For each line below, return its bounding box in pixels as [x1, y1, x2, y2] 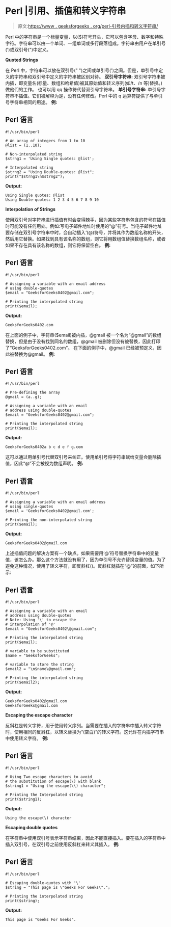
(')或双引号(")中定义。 [5, 46, 51, 52]
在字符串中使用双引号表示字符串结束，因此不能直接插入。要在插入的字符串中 [5, 835, 166, 841]
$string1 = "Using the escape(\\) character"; [5, 783, 106, 788]
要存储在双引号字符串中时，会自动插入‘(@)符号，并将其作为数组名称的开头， [5, 229, 166, 235]
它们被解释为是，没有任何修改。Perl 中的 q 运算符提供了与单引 [32, 93, 163, 99]
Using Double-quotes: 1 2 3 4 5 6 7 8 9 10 [5, 197, 99, 202]
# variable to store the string [5, 662, 74, 667]
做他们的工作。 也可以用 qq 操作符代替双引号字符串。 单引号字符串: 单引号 [5, 86, 161, 92]
